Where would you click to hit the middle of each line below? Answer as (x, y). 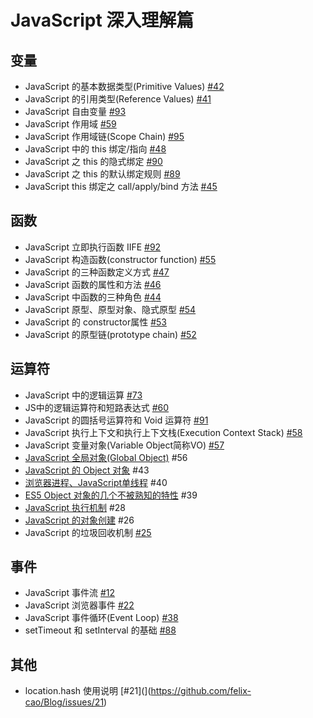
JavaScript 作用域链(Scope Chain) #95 (104, 136)
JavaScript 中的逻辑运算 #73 (83, 395)
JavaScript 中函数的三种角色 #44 (93, 297)
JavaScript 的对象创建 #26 (79, 520)
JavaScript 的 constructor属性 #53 (95, 322)
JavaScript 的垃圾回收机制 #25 (88, 532)
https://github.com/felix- (201, 691)
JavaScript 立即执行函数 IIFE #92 (93, 247)
